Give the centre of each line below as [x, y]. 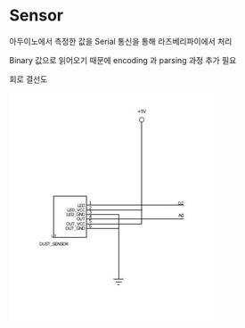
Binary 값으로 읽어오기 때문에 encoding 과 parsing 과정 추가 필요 [123, 60]
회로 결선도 [29, 79]
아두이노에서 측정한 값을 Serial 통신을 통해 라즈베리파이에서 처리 [121, 41]
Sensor [37, 16]
